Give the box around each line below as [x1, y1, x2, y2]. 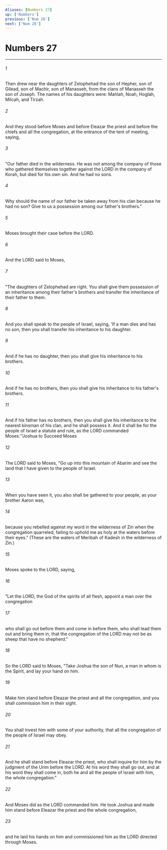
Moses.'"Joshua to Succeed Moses [5, 433, 77, 439]
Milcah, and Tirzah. [5, 96, 45, 102]
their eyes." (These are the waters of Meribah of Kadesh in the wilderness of [5, 535, 162, 541]
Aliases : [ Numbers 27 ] [5, 7, 52, 12]
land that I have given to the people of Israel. [5, 465, 96, 471]
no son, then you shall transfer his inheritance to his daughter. [5, 326, 132, 332]
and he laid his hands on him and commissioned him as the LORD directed [5, 834, 158, 840]
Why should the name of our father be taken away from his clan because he [5, 198, 161, 204]
